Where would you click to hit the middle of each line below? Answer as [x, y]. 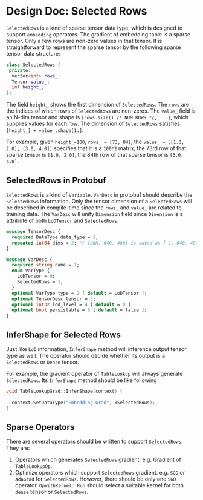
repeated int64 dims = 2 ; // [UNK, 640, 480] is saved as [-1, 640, [100, 243]
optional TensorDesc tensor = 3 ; [54, 299]
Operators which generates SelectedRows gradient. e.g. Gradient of [98, 460]
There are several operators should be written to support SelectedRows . [95, 442]
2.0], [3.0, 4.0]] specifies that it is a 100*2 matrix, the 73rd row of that [96, 148]
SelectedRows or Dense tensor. [43, 362]
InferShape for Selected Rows [63, 334]
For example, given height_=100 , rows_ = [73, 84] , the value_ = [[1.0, [95, 142]
